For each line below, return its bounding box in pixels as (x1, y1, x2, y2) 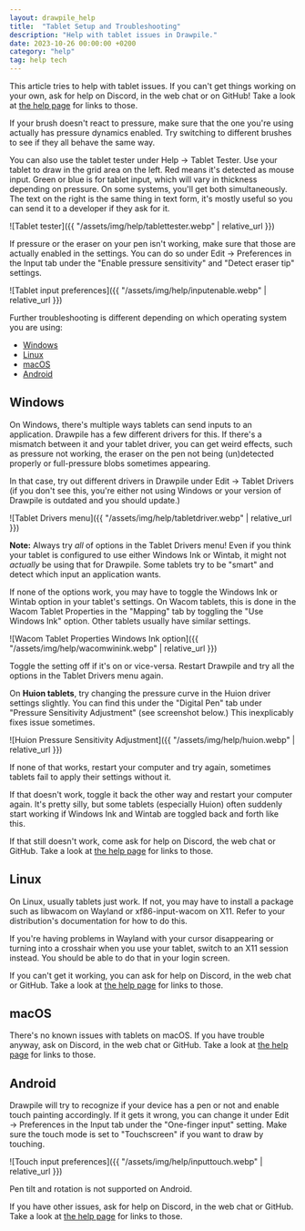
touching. (9, 1139, 46, 1150)
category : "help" (9, 47, 76, 56)
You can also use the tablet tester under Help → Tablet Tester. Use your (9, 155, 278, 165)
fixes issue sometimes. (9, 717, 96, 727)
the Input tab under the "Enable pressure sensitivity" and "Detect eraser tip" (9, 258, 295, 269)
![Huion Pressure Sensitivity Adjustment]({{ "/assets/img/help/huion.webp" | (9, 734, 296, 745)
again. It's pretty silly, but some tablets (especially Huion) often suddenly (9, 799, 283, 809)
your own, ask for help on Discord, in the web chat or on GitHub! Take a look (9, 90, 296, 101)
